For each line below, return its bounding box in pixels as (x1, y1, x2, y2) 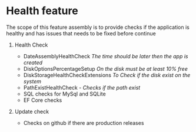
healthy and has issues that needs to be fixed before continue (6, 29, 156, 37)
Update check (14, 108, 49, 115)
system (23, 78, 42, 85)
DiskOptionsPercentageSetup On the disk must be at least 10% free (23, 65, 188, 72)
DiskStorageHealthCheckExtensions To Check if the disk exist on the (23, 71, 191, 78)
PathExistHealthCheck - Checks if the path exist (23, 84, 141, 91)
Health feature (6, 4, 78, 18)
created (23, 59, 43, 66)
